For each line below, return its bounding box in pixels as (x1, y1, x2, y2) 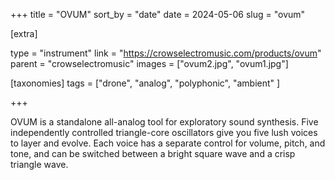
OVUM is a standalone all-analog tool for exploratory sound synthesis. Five (10, 116, 319, 128)
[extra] (10, 28, 38, 39)
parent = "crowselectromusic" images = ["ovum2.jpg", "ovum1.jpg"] (10, 58, 289, 69)
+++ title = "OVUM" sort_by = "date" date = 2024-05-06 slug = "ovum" (10, 9, 306, 20)
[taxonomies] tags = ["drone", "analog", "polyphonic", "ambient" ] (10, 77, 281, 89)
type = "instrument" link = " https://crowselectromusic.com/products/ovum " (10, 47, 322, 59)
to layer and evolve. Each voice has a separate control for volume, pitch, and (10, 137, 326, 149)
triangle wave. (10, 159, 69, 170)
